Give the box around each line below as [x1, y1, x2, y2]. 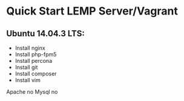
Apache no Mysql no [6, 88, 58, 95]
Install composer [15, 70, 57, 77]
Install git [15, 64, 38, 71]
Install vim [15, 77, 41, 83]
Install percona [15, 57, 53, 64]
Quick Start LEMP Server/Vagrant [6, 4, 179, 18]
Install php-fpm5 [15, 51, 57, 58]
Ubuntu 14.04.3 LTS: [6, 28, 85, 39]
